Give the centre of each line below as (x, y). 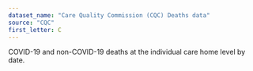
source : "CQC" (32, 23)
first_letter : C (35, 30)
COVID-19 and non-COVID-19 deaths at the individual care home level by (127, 52)
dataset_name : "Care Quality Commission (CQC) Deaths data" (110, 15)
